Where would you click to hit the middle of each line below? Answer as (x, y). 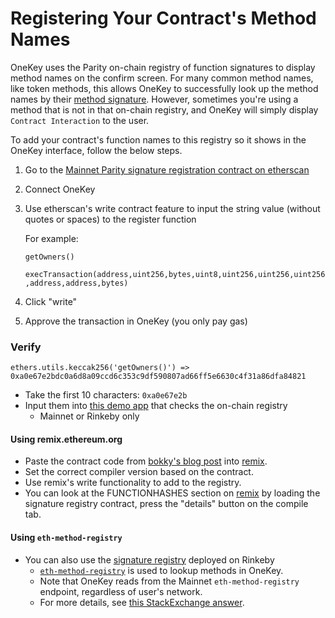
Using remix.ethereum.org (66, 439)
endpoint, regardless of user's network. (121, 591)
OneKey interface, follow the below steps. (96, 150)
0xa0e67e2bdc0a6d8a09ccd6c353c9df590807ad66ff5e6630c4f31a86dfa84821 (158, 377)
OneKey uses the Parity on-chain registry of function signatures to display (163, 67)
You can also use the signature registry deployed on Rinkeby (149, 559)
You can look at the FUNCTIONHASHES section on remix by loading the (172, 493)
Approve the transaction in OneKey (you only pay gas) (136, 321)
